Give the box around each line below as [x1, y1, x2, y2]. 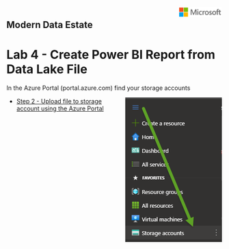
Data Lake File [6, 61, 88, 77]
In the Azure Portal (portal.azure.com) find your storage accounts [6, 84, 191, 92]
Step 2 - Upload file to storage [16, 97, 102, 106]
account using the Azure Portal [16, 104, 104, 112]
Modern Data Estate [6, 19, 93, 31]
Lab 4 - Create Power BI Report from [6, 47, 216, 62]
